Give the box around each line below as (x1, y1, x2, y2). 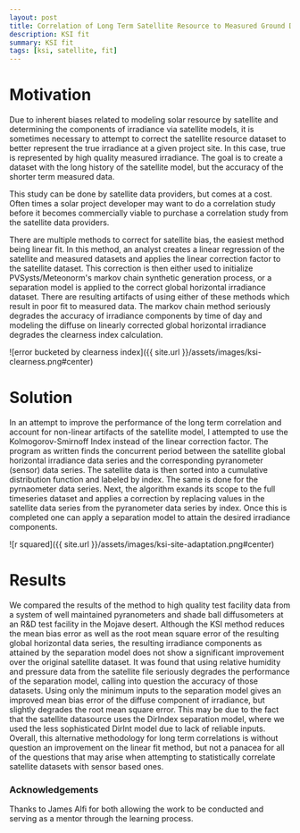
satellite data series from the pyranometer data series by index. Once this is (9, 502, 287, 513)
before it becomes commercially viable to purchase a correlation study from (9, 207, 288, 219)
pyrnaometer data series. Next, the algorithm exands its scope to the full (9, 484, 276, 494)
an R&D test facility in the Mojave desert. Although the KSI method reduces (9, 618, 286, 629)
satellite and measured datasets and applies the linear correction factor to (9, 254, 281, 265)
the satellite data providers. (9, 217, 110, 228)
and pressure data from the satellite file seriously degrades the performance (9, 666, 290, 677)
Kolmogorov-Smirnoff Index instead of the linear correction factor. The (9, 436, 269, 447)
